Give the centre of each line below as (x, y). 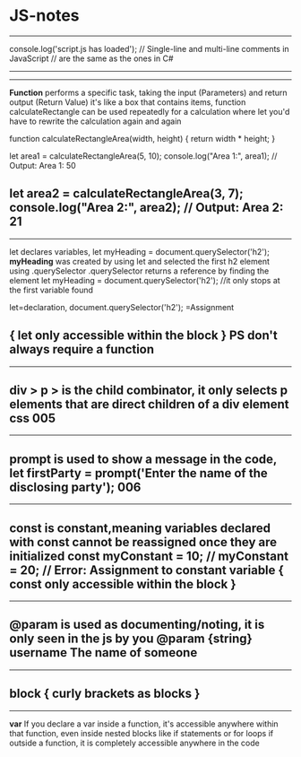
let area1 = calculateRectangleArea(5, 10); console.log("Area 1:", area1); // (143, 156)
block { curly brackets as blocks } (105, 694)
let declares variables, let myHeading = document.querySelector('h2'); (140, 251)
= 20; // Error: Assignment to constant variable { (146, 570)
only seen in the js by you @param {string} (131, 639)
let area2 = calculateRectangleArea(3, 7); (126, 194)
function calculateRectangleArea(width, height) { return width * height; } (142, 138)
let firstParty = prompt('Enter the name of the (139, 473)
